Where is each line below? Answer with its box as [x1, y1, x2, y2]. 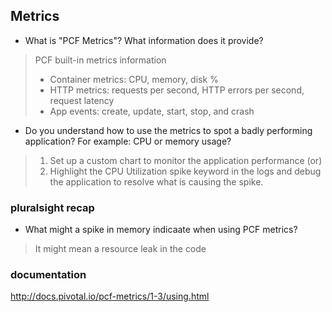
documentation [10, 268, 87, 282]
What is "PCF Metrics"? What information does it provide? [24, 34, 264, 46]
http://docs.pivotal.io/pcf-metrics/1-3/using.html [10, 290, 210, 303]
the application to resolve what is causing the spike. [49, 175, 264, 188]
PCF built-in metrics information [34, 54, 167, 66]
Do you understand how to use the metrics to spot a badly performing [24, 124, 313, 136]
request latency [49, 94, 115, 106]
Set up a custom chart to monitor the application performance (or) [49, 154, 323, 166]
